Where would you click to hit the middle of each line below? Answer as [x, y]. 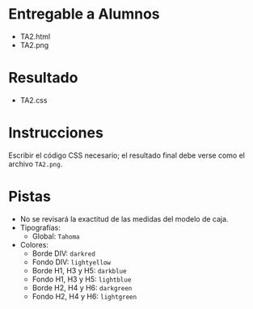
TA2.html [35, 36]
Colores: [34, 244]
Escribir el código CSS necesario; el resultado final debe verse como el [126, 155]
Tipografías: [40, 227]
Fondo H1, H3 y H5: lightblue [82, 279]
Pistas [30, 197]
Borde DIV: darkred [63, 253]
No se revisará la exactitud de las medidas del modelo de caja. [124, 218]
